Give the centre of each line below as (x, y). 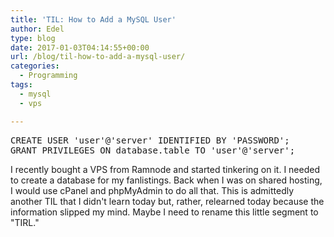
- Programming (48, 76)
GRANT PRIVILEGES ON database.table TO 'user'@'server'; (153, 150)
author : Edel (37, 29)
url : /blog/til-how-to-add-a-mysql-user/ (98, 57)
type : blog (33, 38)
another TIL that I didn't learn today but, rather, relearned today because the (167, 201)
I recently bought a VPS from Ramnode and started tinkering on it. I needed (165, 169)
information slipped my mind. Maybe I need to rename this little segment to (164, 212)
